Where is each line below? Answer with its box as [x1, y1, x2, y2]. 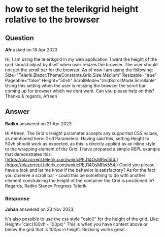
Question [5, 34, 34, 42]
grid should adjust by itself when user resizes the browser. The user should [5, 62, 158, 67]
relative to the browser [5, 14, 100, 25]
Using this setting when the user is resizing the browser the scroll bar [5, 83, 146, 89]
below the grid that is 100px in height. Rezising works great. [5, 227, 127, 233]
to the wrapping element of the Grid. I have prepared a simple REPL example [5, 146, 161, 152]
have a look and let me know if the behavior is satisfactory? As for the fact [5, 167, 156, 173]
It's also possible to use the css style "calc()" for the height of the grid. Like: [5, 216, 160, 222]
